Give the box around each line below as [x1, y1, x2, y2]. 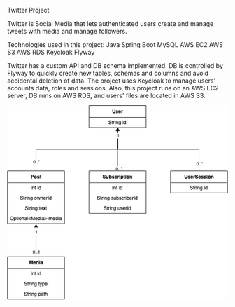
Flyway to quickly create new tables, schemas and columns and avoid [7, 69, 208, 77]
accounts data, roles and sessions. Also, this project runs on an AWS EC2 [7, 84, 219, 92]
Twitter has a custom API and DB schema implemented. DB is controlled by [7, 62, 224, 69]
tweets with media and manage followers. [7, 27, 127, 35]
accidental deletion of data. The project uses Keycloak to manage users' [7, 76, 216, 85]
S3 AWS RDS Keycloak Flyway [7, 48, 95, 56]
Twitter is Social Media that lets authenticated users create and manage [7, 20, 214, 27]
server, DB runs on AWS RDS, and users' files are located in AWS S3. [7, 91, 206, 100]
